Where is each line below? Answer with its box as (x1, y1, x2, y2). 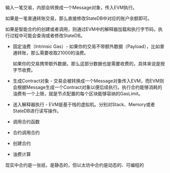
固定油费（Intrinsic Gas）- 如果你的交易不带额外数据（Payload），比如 (12, 43, 160, 50)
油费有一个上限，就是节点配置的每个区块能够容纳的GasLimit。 (12, 91, 143, 96)
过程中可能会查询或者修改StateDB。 (9, 33, 85, 38)
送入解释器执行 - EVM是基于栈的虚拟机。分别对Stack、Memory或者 (12, 102, 155, 107)
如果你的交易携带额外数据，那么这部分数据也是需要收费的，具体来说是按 (12, 61, 165, 66)
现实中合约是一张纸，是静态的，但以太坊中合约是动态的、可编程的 (5, 162, 144, 168)
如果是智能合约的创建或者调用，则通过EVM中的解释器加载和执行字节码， (5, 26, 158, 32)
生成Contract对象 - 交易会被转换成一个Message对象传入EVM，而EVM (12, 78, 160, 84)
